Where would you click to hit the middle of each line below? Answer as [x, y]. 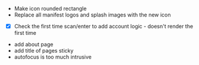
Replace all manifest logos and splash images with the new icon [92, 15]
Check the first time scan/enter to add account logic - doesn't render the [104, 26]
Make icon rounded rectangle [50, 9]
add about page [34, 44]
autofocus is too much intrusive [53, 57]
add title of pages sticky [44, 51]
